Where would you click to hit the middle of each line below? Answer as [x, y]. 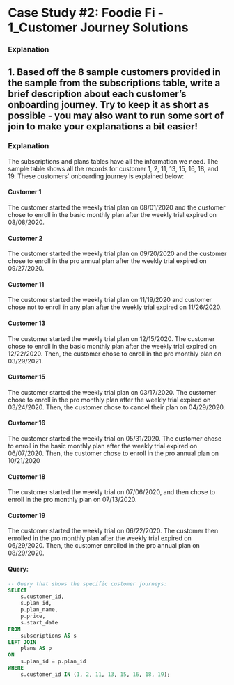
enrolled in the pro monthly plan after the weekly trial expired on [100, 538]
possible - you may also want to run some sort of [116, 115]
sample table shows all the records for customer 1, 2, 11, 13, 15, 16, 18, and [113, 168]
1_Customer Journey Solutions [98, 27]
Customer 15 [27, 377]
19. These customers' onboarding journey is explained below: [96, 176]
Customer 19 [27, 515]
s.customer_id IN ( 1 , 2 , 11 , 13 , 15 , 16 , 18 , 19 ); [95, 674]
